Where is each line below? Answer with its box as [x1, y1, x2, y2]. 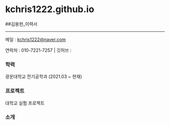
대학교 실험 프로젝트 [5, 100, 45, 106]
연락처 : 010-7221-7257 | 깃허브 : [5, 47, 72, 53]
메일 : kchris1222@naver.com [5, 36, 66, 43]
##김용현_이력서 [5, 21, 38, 27]
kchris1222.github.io [5, 4, 95, 15]
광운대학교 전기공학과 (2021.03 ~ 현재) [5, 73, 82, 79]
